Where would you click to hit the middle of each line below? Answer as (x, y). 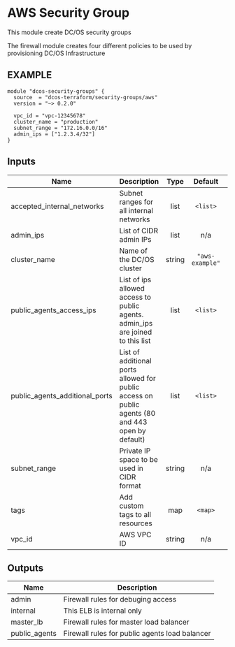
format (130, 486)
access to (135, 297)
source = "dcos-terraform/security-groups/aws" (86, 97)
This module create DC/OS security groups (69, 32)
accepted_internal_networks (57, 206)
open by (133, 430)
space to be (139, 459)
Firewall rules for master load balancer (126, 622)
